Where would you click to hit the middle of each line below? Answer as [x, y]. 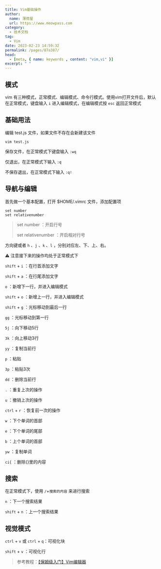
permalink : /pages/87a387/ [32, 50]
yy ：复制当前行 [21, 348]
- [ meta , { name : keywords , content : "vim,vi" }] [61, 59]
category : [15, 28]
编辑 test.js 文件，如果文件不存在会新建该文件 [50, 133]
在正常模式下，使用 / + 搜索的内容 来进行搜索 [47, 491]
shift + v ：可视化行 [25, 552]
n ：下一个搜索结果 [24, 502]
